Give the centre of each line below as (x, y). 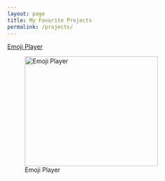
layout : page (26, 14)
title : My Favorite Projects (50, 20)
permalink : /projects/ (40, 27)
